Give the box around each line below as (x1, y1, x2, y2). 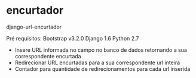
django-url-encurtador (6, 23, 62, 30)
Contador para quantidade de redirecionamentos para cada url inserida (14, 65, 191, 72)
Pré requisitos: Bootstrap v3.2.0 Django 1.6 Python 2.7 (6, 35, 139, 42)
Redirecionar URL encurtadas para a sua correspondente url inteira (14, 59, 180, 66)
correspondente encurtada (14, 52, 82, 60)
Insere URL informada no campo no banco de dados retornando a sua (14, 46, 187, 54)
